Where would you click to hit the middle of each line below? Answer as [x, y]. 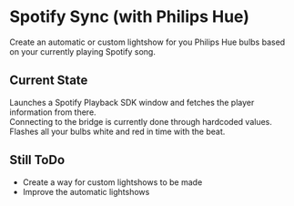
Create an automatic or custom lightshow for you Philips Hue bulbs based [147, 42]
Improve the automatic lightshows [86, 191]
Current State [49, 81]
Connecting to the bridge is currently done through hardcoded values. [141, 121]
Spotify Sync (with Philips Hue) [130, 17]
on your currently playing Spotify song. [83, 51]
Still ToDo [37, 160]
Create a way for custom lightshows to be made [112, 182]
